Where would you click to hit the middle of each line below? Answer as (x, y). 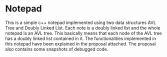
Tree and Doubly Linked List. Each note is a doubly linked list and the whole (83, 27)
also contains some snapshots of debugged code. (57, 49)
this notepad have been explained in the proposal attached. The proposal (80, 43)
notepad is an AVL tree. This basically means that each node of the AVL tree (83, 33)
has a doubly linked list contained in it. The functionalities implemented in (81, 38)
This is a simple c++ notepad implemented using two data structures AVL (81, 22)
